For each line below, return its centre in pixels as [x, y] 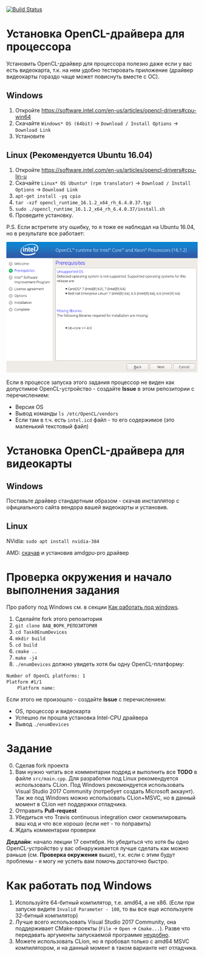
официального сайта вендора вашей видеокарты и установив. [87, 507]
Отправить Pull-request [46, 811]
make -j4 [26, 658]
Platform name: [36, 688]
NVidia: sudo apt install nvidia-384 [53, 541]
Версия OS [29, 406]
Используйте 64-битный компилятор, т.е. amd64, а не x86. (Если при [105, 902]
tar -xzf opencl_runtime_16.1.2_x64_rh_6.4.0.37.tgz [83, 203]
